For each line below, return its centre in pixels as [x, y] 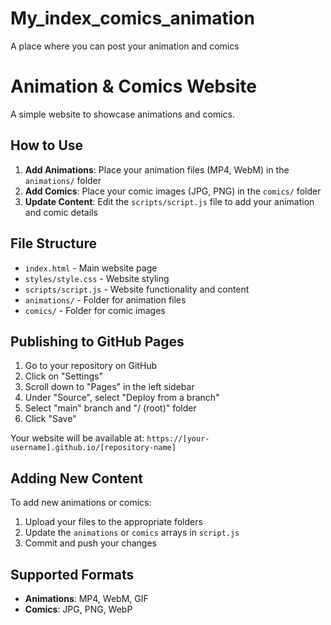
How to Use [47, 145]
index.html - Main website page [91, 268]
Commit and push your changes [90, 543]
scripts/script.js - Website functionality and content [137, 289]
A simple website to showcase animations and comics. [122, 114]
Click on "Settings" [64, 376]
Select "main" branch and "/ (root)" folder [110, 408]
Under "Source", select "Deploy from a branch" [122, 398]
